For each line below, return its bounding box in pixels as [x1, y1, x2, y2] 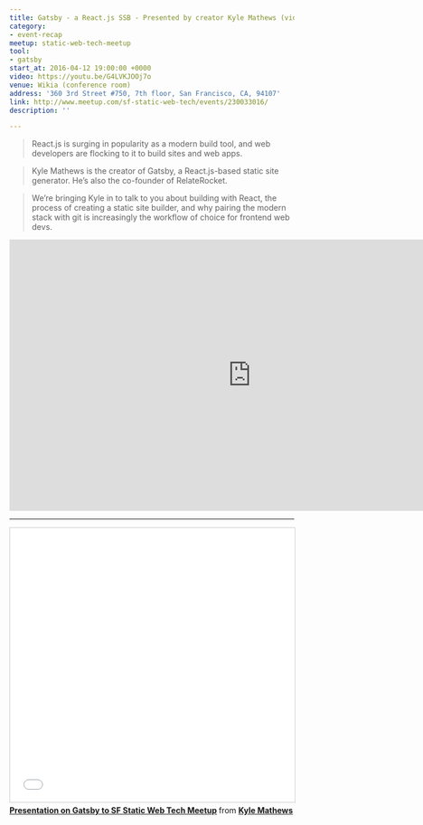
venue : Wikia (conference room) [9, 81, 131, 90]
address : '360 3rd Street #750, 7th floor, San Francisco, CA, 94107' [9, 89, 281, 98]
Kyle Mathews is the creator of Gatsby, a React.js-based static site [31, 166, 279, 176]
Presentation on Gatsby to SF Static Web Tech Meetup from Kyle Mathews [9, 805, 294, 816]
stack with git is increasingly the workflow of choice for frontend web [31, 212, 291, 223]
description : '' [9, 106, 70, 115]
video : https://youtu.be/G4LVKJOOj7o [9, 72, 152, 81]
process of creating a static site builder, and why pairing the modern [31, 203, 287, 213]
